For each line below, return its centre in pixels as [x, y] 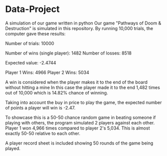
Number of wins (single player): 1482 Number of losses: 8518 [68, 53]
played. [13, 148]
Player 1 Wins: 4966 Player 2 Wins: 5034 [47, 72]
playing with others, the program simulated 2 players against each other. [80, 122]
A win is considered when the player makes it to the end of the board [76, 82]
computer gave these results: [36, 33]
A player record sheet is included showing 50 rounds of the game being [79, 143]
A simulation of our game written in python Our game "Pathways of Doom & [83, 23]
